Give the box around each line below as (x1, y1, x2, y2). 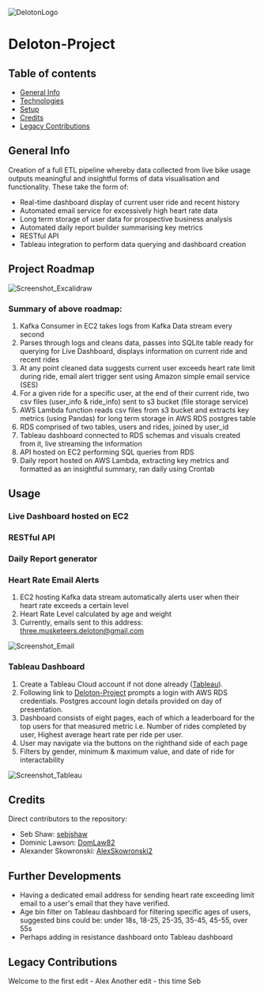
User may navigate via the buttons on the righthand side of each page (19, 738, 248, 747)
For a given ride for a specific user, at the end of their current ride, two (19, 388, 250, 397)
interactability (19, 754, 65, 764)
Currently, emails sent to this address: (19, 618, 144, 627)
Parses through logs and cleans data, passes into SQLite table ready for (19, 337, 254, 348)
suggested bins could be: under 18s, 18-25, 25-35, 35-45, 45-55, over (19, 915, 248, 925)
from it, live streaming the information (19, 439, 142, 448)
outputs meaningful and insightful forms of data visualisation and (8, 173, 220, 183)
